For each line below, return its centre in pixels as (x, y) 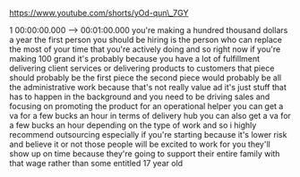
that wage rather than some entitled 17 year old (96, 163)
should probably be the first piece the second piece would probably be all (146, 78)
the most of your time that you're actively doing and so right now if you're (145, 49)
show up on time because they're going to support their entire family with (145, 154)
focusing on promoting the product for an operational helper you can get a (146, 106)
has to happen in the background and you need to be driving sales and (140, 97)
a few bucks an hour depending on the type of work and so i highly (133, 125)
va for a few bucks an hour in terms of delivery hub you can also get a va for (150, 116)
